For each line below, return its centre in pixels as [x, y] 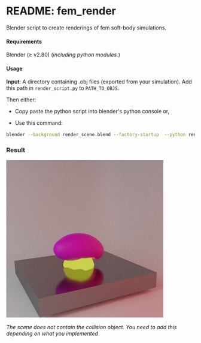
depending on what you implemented [52, 333]
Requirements [24, 41]
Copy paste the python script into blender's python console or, [92, 112]
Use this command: [39, 123]
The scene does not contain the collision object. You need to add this [92, 327]
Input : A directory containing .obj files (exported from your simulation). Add [99, 82]
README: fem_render [61, 11]
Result [16, 150]
